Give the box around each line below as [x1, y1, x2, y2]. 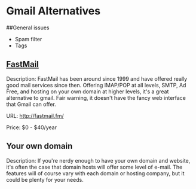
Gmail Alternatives [6, 4, 100, 18]
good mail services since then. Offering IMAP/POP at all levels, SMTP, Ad [6, 81, 186, 89]
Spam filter [14, 35, 42, 42]
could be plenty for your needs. [6, 176, 84, 183]
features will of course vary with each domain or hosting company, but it [6, 169, 185, 177]
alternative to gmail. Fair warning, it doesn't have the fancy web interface [6, 94, 186, 101]
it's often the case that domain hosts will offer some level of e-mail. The [6, 163, 183, 170]
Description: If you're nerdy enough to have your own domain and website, [6, 157, 191, 164]
